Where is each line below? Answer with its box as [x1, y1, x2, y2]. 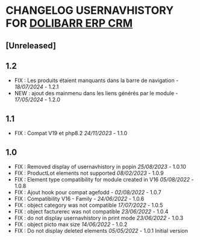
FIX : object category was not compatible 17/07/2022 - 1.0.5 [14, 201, 163, 209]
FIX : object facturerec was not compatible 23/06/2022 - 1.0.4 [14, 208, 169, 215]
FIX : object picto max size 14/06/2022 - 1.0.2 [14, 221, 128, 228]
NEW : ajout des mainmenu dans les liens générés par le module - [14, 90, 178, 97]
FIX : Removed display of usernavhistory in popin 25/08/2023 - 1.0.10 [14, 163, 186, 171]
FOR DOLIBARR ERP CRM [5, 16, 133, 30]
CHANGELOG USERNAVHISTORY [5, 4, 174, 17]
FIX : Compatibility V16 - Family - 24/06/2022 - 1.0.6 [14, 195, 145, 203]
